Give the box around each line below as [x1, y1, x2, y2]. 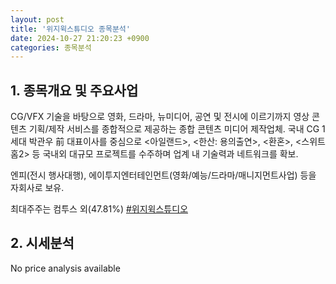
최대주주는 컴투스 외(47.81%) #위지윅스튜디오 [10, 203, 189, 215]
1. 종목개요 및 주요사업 [10, 82, 139, 99]
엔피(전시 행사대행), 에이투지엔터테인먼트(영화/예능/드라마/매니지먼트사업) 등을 [10, 169, 317, 181]
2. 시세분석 [10, 235, 75, 252]
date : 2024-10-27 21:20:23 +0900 [10, 33, 150, 43]
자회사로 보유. [10, 182, 65, 194]
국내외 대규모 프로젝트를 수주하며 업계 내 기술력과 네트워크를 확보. [42, 148, 299, 160]
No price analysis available [10, 262, 121, 274]
